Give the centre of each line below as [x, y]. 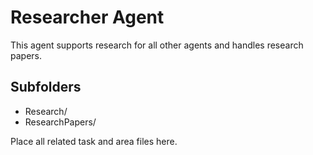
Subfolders [46, 87]
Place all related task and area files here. [94, 141]
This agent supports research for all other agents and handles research [157, 45]
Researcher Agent [87, 17]
